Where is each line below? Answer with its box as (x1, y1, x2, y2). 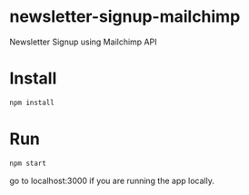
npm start (9, 159, 47, 168)
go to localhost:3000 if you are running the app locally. (9, 175, 215, 186)
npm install (9, 98, 55, 107)
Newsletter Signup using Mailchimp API (9, 36, 157, 47)
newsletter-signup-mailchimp (9, 6, 241, 27)
